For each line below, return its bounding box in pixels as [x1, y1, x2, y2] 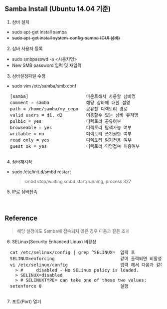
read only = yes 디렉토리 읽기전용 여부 [9, 137, 132, 143]
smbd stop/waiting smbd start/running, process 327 [24, 178, 132, 184]
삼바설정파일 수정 [11, 73, 46, 79]
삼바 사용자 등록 [11, 45, 43, 51]
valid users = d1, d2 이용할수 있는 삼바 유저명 [9, 112, 139, 118]
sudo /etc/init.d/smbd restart [11, 169, 71, 175]
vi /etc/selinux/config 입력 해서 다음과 [9, 262, 154, 268]
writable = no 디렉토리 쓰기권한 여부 [9, 131, 132, 136]
